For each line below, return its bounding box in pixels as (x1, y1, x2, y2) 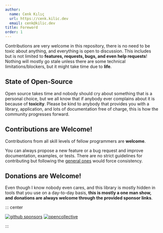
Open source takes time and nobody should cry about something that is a (5, 90, 152, 96)
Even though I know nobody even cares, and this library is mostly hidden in (5, 185, 156, 191)
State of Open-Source (5, 78, 73, 86)
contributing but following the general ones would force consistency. (5, 158, 143, 164)
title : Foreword (5, 25, 38, 30)
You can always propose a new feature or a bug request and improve (5, 148, 144, 153)
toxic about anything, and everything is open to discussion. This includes (5, 48, 151, 54)
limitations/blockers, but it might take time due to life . (5, 64, 112, 69)
